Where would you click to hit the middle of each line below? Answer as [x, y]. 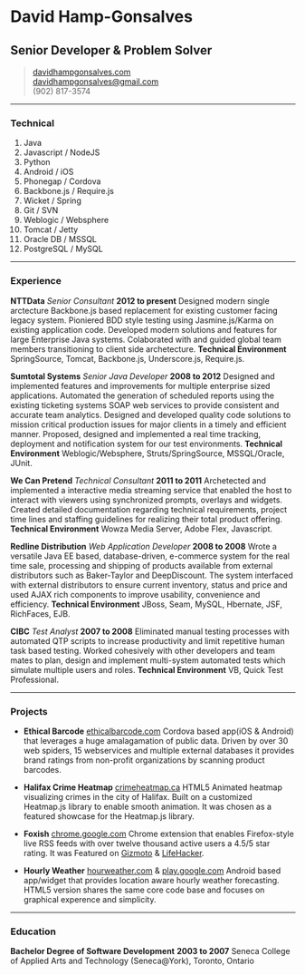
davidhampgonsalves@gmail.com [95, 82]
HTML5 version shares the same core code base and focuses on [144, 890]
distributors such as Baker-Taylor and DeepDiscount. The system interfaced [152, 575]
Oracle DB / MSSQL [60, 239]
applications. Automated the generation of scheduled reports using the [143, 395]
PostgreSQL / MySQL [63, 249]
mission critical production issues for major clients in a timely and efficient [148, 424]
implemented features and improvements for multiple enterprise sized [140, 385]
